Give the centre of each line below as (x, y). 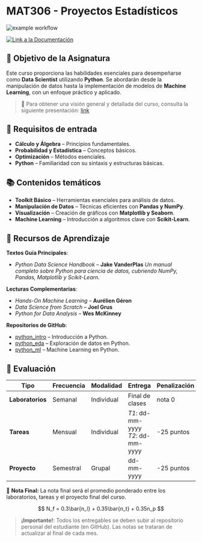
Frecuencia (69, 386)
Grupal (100, 468)
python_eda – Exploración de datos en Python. (72, 343)
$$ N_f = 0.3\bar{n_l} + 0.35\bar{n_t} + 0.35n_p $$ (101, 509)
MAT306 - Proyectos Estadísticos (92, 11)
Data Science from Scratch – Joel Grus (64, 307)
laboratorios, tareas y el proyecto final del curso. (66, 497)
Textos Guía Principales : (37, 253)
